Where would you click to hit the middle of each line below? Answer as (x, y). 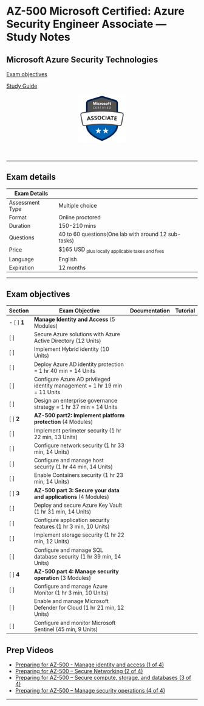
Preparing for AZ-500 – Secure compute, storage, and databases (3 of (103, 677)
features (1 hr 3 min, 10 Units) (72, 527)
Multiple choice (78, 206)
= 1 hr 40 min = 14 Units (65, 370)
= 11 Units (47, 392)
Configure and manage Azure (71, 587)
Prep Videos (30, 650)
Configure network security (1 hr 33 (79, 445)
